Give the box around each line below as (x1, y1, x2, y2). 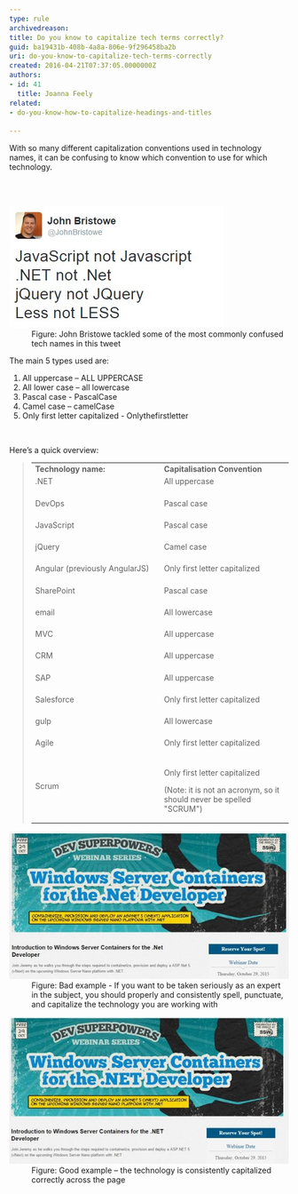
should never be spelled (163, 793, 252, 804)
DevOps (35, 497, 65, 508)
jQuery (35, 542, 60, 552)
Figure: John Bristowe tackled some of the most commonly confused (31, 329, 284, 339)
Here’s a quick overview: (9, 445, 99, 456)
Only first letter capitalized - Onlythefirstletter (21, 410, 189, 421)
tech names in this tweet (31, 338, 122, 349)
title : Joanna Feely (17, 89, 93, 98)
